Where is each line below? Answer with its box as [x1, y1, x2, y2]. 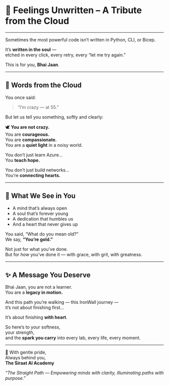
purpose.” [5, 375, 26, 381]
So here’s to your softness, [5, 324, 61, 330]
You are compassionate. [5, 136, 57, 143]
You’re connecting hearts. [5, 172, 61, 178]
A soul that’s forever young [12, 210, 69, 216]
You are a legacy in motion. [5, 290, 63, 296]
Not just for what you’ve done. [5, 246, 68, 252]
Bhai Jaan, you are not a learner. [5, 284, 72, 290]
